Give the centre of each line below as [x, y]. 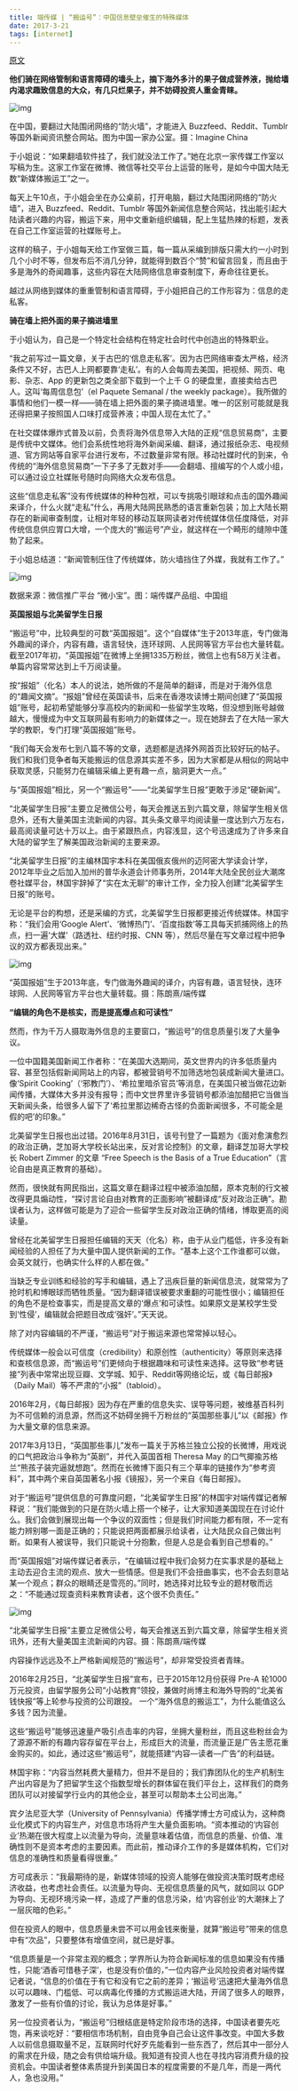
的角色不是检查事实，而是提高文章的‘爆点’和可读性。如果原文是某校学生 [140, 1303]
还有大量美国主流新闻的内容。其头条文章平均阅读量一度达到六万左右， [161, 820]
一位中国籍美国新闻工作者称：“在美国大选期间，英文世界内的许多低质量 [139, 1061]
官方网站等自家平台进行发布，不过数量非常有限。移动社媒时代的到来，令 [157, 455]
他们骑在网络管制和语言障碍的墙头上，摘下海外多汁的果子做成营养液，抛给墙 [149, 79]
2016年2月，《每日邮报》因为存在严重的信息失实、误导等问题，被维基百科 [143, 1404]
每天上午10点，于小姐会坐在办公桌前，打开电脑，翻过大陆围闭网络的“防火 [143, 197]
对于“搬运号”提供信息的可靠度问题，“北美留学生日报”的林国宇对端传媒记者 [144, 1498]
